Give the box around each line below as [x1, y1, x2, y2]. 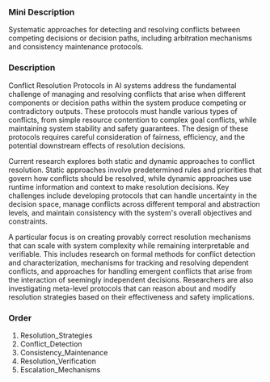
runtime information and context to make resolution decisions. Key [8, 182, 230, 191]
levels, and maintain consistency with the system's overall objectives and [8, 208, 252, 217]
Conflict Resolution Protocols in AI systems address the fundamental [8, 80, 237, 90]
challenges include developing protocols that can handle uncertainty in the [8, 191, 257, 200]
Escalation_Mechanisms [19, 364, 101, 374]
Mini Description [8, 6, 75, 18]
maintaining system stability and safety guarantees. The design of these [8, 124, 249, 133]
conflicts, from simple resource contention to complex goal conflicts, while [8, 115, 257, 124]
